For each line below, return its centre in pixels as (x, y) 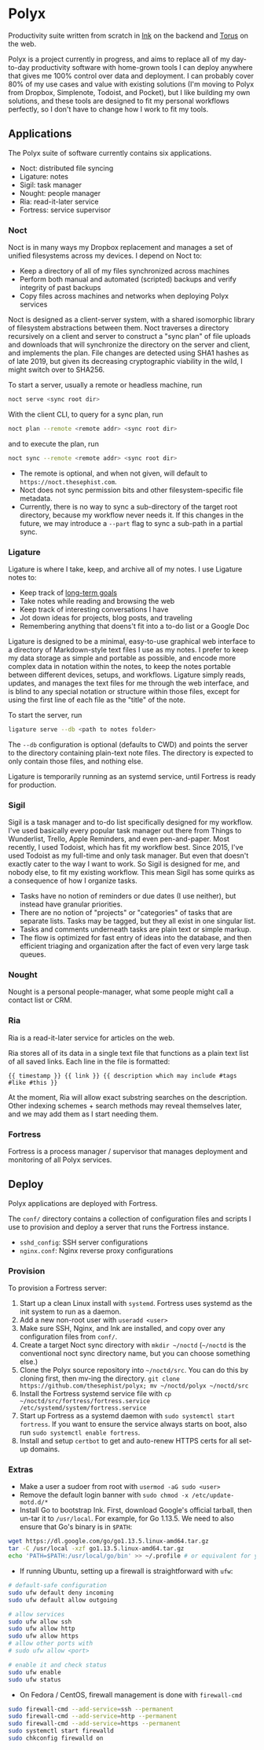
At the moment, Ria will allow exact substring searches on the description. (128, 1097)
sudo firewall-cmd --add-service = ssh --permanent (91, 1709)
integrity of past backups (60, 288)
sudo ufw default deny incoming (61, 1593)
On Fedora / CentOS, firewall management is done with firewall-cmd (130, 1694)
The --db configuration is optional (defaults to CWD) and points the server (128, 744)
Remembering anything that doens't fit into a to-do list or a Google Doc (134, 626)
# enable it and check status (58, 1665)
